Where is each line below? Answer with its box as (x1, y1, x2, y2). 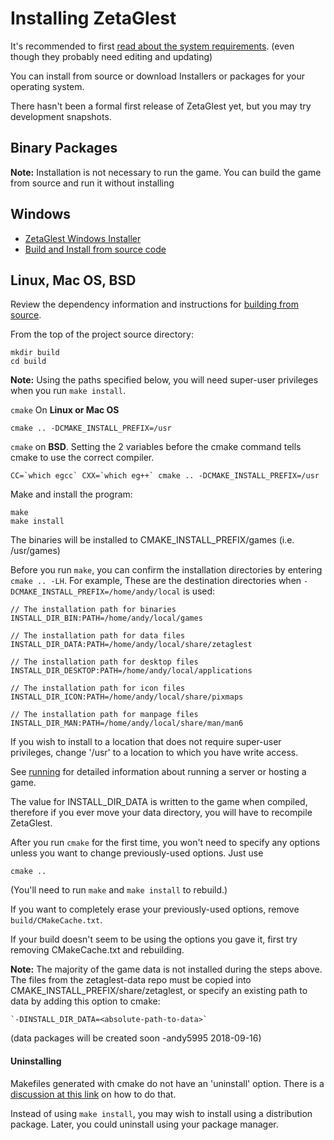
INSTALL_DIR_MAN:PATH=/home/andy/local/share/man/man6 (10, 718, 244, 729)
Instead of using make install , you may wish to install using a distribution (10, 1107, 313, 1119)
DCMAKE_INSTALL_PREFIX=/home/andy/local (10, 587, 182, 597)
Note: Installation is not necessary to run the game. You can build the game (10, 166, 322, 178)
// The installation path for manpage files (10, 710, 199, 720)
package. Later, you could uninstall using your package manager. (10, 1118, 279, 1130)
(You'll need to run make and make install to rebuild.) (10, 884, 228, 896)
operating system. (10, 80, 85, 92)
